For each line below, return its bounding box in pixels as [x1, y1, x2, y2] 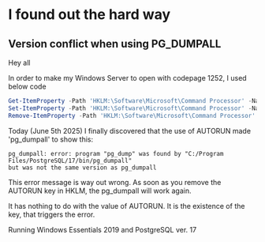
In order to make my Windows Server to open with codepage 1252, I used [8, 74, 247, 82]
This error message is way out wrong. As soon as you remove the [8, 177, 222, 187]
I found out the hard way [8, 6, 171, 24]
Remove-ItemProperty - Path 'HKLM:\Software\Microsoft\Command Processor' [8, 112, 256, 119]
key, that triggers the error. [8, 210, 95, 219]
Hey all [8, 58, 31, 67]
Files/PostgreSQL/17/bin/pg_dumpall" [8, 157, 132, 164]
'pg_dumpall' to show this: [8, 134, 93, 144]
